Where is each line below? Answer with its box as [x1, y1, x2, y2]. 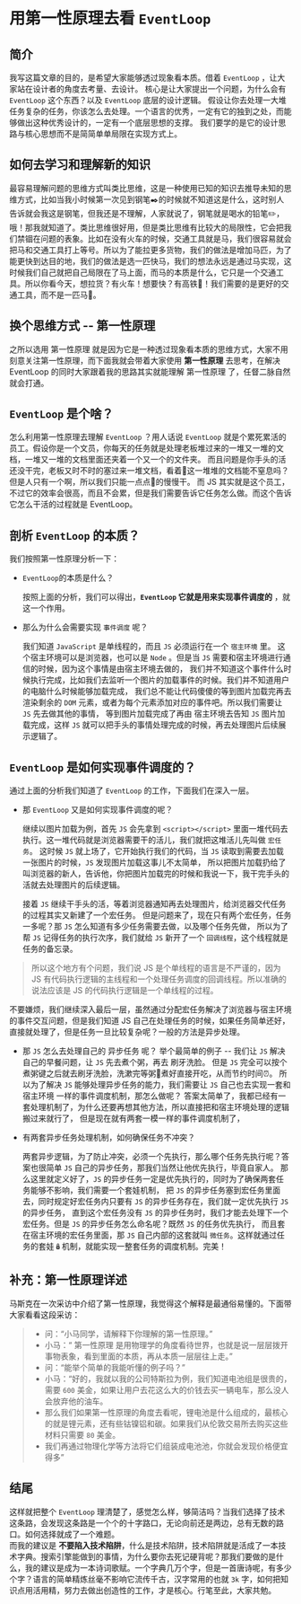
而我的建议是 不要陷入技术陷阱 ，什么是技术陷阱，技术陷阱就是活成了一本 [9, 1539, 279, 1550]
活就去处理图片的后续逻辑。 [21, 879, 125, 890]
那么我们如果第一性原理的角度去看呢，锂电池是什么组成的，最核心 [44, 1406, 288, 1417]
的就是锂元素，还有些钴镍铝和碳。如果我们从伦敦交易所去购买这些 [44, 1418, 288, 1429]
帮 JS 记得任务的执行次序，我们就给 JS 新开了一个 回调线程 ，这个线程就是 [21, 932, 288, 943]
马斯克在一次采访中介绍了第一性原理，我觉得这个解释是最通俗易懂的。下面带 [9, 1298, 292, 1309]
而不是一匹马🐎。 [39, 289, 101, 300]
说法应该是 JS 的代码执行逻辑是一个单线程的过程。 [30, 985, 219, 996]
